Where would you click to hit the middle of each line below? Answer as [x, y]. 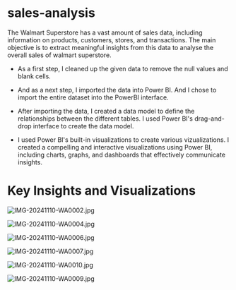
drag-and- [209, 119]
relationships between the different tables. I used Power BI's [105, 119]
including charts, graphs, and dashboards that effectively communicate [122, 155]
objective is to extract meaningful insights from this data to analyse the [111, 47]
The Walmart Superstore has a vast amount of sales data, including [105, 32]
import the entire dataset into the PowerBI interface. [93, 97]
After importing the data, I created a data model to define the [106, 111]
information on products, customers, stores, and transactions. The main [112, 40]
